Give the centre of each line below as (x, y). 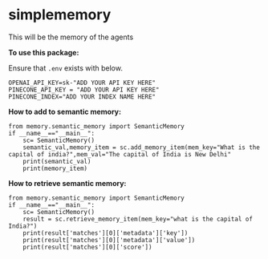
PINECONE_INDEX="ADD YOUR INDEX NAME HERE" (82, 97)
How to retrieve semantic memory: (67, 183)
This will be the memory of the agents (71, 37)
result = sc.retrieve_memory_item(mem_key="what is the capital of (138, 219)
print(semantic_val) (57, 161)
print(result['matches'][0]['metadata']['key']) (106, 233)
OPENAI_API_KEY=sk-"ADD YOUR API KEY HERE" (82, 83)
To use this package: (44, 52)
